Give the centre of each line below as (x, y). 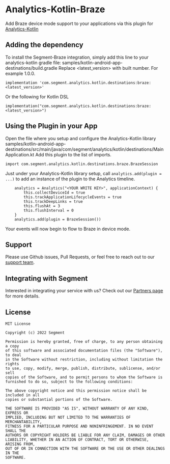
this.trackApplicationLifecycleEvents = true (73, 197)
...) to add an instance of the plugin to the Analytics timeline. (70, 179)
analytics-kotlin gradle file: (33, 63)
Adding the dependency (44, 45)
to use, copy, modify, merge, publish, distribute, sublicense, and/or (83, 368)
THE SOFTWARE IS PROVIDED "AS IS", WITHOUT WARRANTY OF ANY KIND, (77, 408)
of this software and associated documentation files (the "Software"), (84, 350)
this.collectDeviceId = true (54, 193)
